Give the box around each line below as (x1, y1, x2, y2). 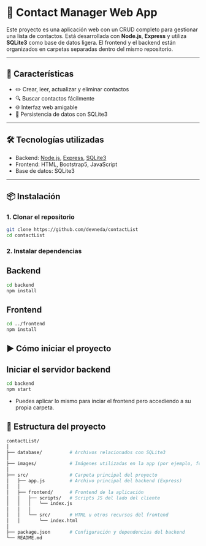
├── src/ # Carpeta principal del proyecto (6, 472, 158, 479)
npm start (6, 386, 32, 393)
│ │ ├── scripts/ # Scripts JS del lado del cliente (6, 495, 161, 501)
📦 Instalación (6, 191, 61, 202)
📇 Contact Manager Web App (6, 6, 158, 20)
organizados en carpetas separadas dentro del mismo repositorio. (6, 45, 174, 53)
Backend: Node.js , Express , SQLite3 (15, 154, 107, 161)
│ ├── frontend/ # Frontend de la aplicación (6, 489, 144, 495)
